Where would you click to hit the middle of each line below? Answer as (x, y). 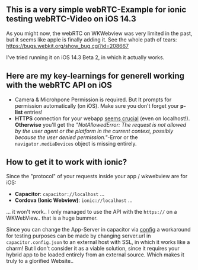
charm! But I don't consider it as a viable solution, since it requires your (93, 249)
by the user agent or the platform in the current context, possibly (94, 131)
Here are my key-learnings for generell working (95, 76)
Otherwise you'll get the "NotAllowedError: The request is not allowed (100, 124)
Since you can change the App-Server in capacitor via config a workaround (98, 230)
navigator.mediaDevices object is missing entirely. (76, 143)
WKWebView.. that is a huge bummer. (52, 218)
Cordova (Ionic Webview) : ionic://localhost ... (74, 200)
